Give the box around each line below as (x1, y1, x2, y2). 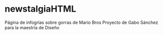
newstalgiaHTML (4, 3, 76, 15)
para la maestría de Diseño (4, 24, 60, 30)
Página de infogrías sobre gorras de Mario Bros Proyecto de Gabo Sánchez (4, 19, 159, 25)
